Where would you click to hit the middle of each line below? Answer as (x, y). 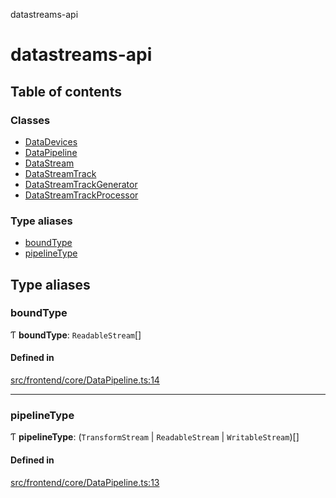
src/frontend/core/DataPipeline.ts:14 (85, 380)
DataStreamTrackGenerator (81, 184)
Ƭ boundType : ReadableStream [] (76, 335)
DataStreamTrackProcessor (81, 195)
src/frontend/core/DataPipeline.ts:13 (85, 482)
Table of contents (66, 91)
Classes (30, 120)
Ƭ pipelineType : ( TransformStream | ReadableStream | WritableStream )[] (155, 437)
